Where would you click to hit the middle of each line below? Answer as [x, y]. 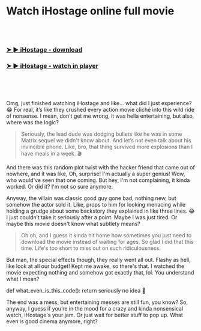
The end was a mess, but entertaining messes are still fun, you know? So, [97, 302]
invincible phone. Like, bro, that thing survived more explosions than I [107, 147]
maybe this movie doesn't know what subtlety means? [73, 224]
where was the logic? [32, 123]
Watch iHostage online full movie [90, 11]
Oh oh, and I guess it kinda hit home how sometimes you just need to [106, 235]
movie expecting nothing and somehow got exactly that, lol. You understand [100, 273]
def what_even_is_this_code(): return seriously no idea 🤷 [76, 291]
